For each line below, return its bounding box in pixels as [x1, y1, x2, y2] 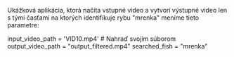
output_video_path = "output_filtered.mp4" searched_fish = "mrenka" [7, 42, 208, 50]
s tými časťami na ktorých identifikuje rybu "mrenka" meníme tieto [7, 13, 199, 22]
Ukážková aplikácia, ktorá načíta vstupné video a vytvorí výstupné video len [7, 6, 228, 14]
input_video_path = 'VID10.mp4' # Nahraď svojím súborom [7, 34, 176, 43]
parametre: [7, 21, 39, 29]
